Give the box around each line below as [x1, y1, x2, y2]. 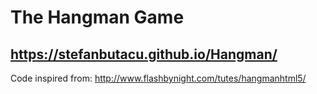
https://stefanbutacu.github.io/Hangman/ [10, 46, 278, 63]
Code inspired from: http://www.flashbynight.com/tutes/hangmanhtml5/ [10, 72, 307, 84]
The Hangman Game [10, 6, 185, 29]
